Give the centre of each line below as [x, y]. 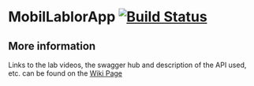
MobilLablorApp [62, 17]
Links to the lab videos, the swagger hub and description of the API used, [127, 65]
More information [52, 46]
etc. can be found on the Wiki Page [65, 73]
